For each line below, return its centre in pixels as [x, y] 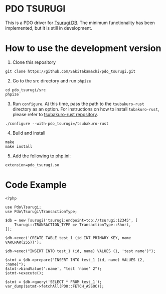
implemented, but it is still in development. [49, 28]
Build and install [29, 133]
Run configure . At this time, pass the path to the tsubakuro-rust [78, 104]
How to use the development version [83, 48]
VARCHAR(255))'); [23, 242]
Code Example [36, 185]
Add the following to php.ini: [42, 156]
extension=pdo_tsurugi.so [32, 165]
